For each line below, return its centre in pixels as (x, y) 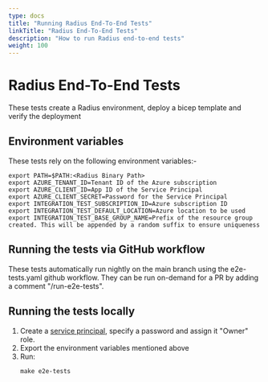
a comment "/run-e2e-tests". (56, 285)
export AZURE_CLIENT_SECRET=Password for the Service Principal (118, 197)
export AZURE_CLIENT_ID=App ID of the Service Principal (106, 190)
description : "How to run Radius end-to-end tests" (96, 38)
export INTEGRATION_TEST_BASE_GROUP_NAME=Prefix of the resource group (130, 218)
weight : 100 (28, 46)
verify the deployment (45, 117)
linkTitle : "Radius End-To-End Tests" (73, 31)
